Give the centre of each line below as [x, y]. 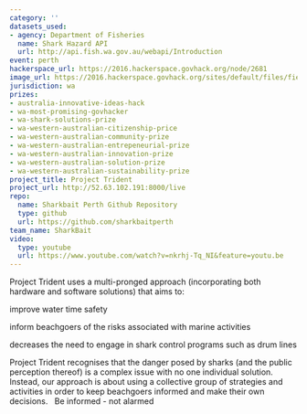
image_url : [30, 78]
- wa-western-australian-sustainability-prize [100, 171]
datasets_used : [38, 27]
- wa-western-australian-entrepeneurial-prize [100, 145]
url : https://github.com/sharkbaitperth [95, 222]
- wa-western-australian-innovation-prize [91, 154]
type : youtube [44, 248]
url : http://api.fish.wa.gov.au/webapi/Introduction [120, 52]
